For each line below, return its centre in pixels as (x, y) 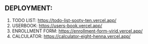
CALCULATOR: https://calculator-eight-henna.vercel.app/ (71, 36)
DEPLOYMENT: (29, 8)
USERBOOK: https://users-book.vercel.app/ (57, 25)
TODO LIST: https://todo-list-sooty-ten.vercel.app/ (64, 20)
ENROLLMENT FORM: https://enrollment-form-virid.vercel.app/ (77, 31)
